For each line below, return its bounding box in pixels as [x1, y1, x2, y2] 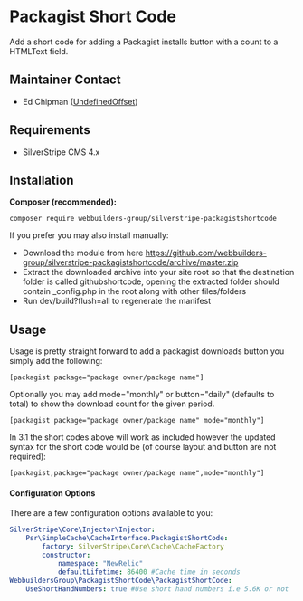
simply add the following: [9, 356, 103, 367]
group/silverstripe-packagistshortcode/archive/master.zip [22, 257, 239, 268]
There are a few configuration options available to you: [9, 508, 213, 519]
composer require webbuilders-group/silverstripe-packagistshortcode [9, 215, 278, 224]
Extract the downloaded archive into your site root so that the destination [22, 267, 295, 278]
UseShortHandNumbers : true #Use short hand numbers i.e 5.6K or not [25, 584, 289, 594]
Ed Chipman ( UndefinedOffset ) [22, 96, 138, 107]
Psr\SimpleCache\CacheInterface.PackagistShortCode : [25, 534, 229, 543]
